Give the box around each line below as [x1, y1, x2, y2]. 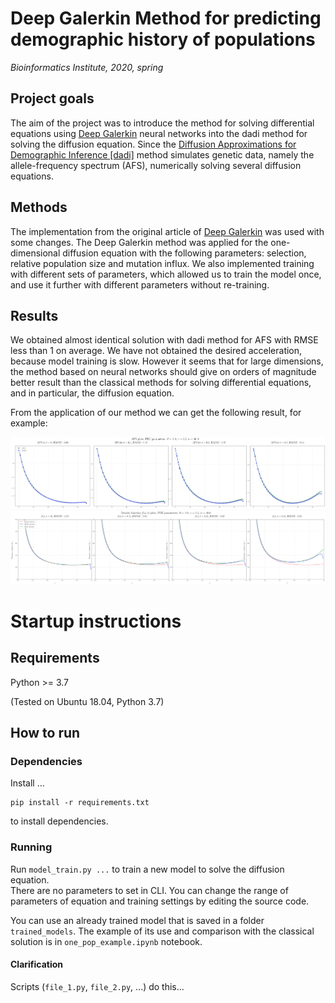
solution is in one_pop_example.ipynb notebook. [10, 935, 203, 947]
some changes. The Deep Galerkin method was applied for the [10, 236, 269, 248]
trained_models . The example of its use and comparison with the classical [10, 925, 315, 937]
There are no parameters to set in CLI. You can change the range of [10, 884, 289, 896]
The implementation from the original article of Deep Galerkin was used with [10, 225, 325, 237]
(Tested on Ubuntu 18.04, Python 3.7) [10, 695, 165, 707]
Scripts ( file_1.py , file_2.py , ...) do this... [10, 980, 185, 992]
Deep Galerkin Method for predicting [10, 7, 322, 30]
